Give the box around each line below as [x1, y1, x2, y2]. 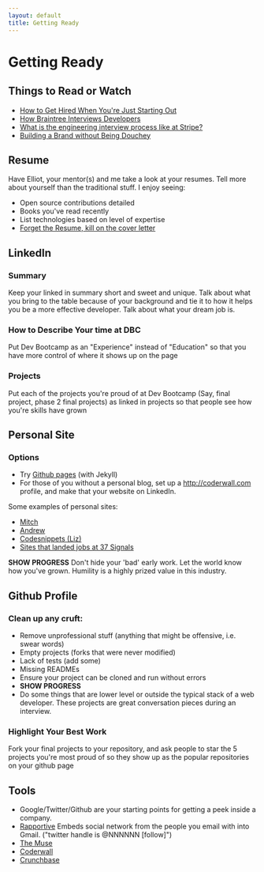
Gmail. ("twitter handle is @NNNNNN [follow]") [19, 830, 173, 840]
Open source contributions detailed [19, 198, 136, 208]
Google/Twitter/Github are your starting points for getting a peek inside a [19, 805, 256, 814]
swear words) [19, 639, 65, 648]
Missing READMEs [19, 664, 80, 674]
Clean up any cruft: [8, 613, 84, 624]
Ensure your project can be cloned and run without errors [19, 673, 206, 682]
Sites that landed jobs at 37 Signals [19, 542, 134, 552]
